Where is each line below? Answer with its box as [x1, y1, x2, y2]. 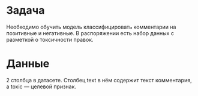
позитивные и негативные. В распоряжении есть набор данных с [6, 29, 174, 36]
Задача [6, 4, 45, 17]
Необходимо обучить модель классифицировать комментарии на [6, 23, 176, 30]
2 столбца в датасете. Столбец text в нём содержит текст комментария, [6, 76, 192, 83]
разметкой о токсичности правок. [6, 36, 94, 43]
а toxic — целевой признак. [6, 83, 76, 90]
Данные [6, 57, 50, 70]
